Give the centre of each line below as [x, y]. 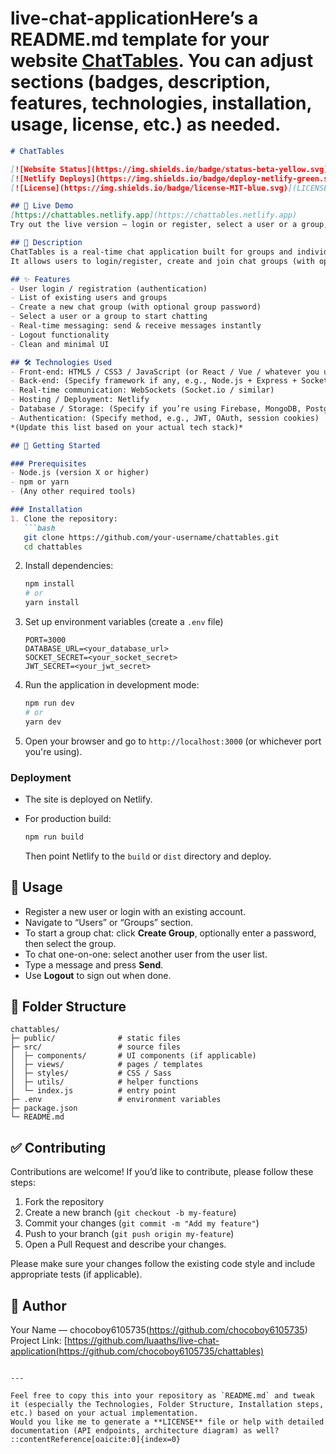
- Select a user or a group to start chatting [109, 317]
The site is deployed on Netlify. [88, 799]
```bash [39, 528]
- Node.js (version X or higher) [80, 473]
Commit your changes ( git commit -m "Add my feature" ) [142, 1223]
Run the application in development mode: [112, 685]
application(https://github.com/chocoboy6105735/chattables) [137, 1351]
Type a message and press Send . [94, 964]
